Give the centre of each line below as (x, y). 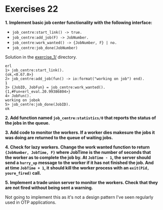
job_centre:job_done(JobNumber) (45, 48)
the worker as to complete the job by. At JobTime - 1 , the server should (78, 157)
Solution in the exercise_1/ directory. (41, 57)
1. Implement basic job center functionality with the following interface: (79, 22)
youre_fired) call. (23, 173)
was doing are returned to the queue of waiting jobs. (59, 137)
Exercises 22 (32, 9)
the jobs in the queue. (27, 123)
